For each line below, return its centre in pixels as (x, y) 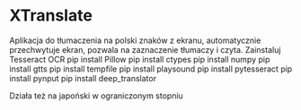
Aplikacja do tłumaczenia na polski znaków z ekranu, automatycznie (135, 40)
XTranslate (51, 16)
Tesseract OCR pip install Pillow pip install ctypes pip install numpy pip (140, 59)
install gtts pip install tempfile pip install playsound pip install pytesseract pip (151, 69)
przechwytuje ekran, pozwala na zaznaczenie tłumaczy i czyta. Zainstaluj (145, 49)
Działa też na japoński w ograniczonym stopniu (97, 96)
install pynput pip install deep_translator (83, 78)
